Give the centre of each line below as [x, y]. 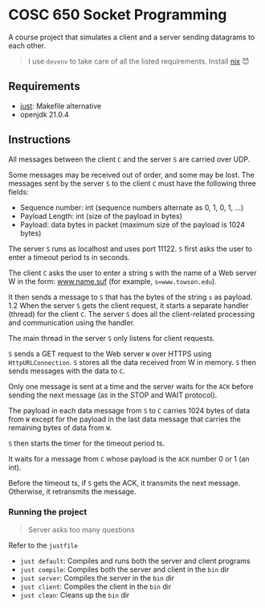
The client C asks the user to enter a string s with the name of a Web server [132, 273]
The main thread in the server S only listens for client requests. [112, 338]
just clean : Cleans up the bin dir [75, 595]
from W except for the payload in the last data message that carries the [124, 419]
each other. [27, 45]
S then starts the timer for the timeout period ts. [87, 443]
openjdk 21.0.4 [45, 114]
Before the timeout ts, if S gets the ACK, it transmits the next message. [124, 483]
